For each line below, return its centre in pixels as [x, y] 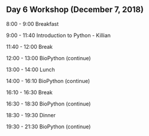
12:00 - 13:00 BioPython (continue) [48, 58]
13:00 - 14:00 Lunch [30, 69]
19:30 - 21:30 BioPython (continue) [48, 127]
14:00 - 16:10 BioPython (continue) [48, 81]
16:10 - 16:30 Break [30, 92]
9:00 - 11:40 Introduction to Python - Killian [59, 35]
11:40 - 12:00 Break [30, 47]
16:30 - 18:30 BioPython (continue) [48, 104]
